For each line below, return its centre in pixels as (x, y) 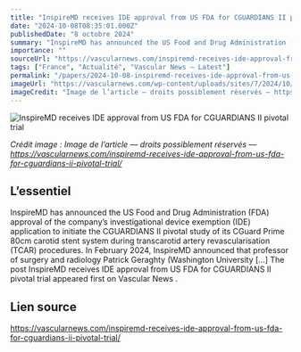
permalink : (30, 76)
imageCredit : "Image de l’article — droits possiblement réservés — (140, 92)
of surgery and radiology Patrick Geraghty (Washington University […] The (147, 260)
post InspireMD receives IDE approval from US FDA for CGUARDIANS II (141, 269)
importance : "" (38, 51)
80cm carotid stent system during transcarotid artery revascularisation (140, 241)
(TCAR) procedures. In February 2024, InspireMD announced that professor (150, 250)
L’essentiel (41, 191)
